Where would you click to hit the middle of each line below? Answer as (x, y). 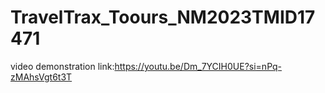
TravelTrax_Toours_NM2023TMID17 (163, 17)
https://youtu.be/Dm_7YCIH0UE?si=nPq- (198, 66)
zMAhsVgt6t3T (41, 77)
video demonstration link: (62, 66)
